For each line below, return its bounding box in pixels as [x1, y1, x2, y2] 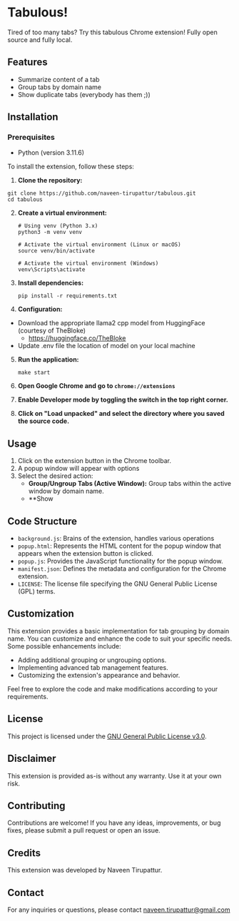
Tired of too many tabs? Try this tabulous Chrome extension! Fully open [7, 28, 218, 36]
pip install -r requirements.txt [17, 292, 118, 300]
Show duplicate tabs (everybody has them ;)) [17, 90, 151, 98]
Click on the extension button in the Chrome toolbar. [17, 457, 171, 465]
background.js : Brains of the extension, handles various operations [17, 534, 215, 543]
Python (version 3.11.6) [17, 148, 84, 157]
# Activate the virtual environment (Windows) [17, 260, 159, 268]
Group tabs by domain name [17, 83, 102, 91]
